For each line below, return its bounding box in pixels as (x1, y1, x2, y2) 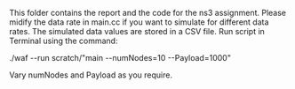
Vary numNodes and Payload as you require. (9, 70, 173, 80)
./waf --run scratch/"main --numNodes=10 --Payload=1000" (9, 53, 231, 63)
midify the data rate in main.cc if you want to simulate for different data (9, 17, 269, 27)
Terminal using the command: (9, 35, 118, 46)
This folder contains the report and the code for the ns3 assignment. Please (9, 8, 287, 18)
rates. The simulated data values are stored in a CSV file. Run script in (9, 26, 265, 36)
